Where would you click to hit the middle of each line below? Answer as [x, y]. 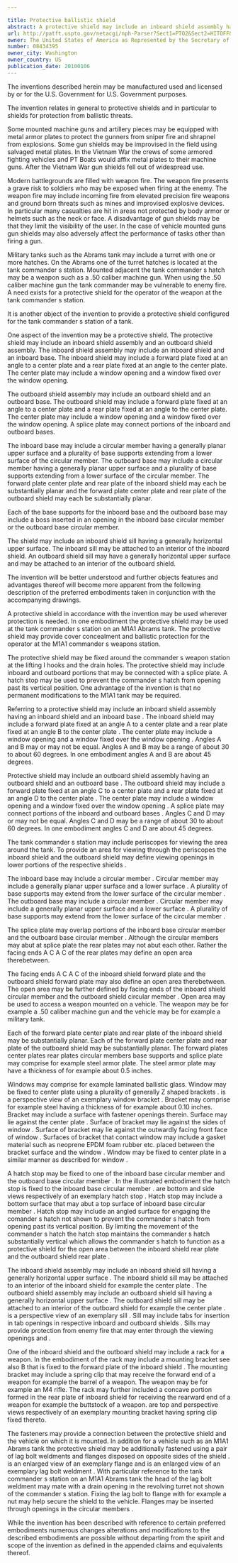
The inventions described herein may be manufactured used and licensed [115, 87]
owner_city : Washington [42, 53]
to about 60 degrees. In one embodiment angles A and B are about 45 [109, 754]
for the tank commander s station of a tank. [70, 321]
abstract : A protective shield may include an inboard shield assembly [115, 27]
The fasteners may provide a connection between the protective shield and [117, 1433]
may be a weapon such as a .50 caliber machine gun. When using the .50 [114, 277]
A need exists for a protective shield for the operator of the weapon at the [115, 292]
